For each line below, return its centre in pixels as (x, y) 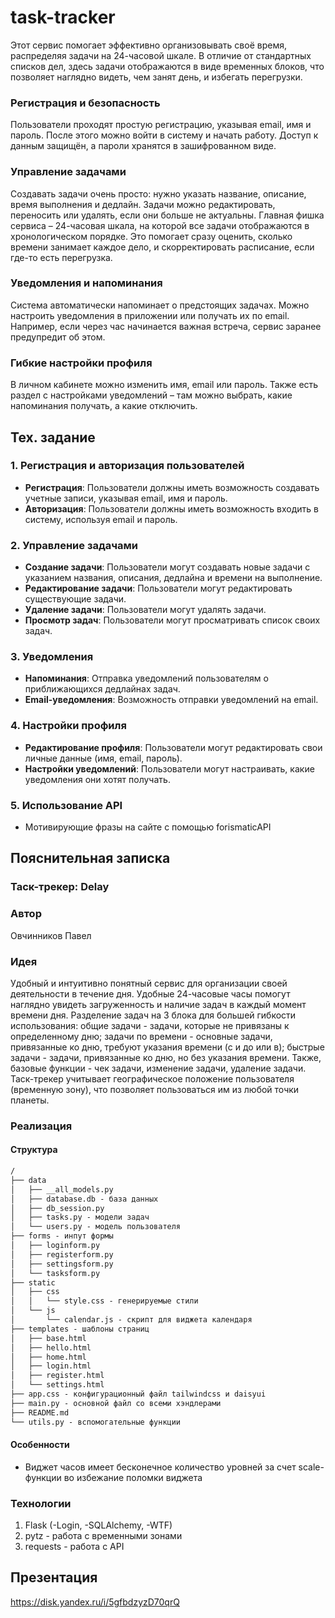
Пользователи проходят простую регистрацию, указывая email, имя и (161, 125)
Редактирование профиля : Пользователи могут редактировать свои (173, 747)
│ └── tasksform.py (55, 1273)
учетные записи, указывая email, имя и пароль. (126, 498)
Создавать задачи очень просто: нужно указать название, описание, (158, 193)
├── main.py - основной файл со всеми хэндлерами (116, 1403)
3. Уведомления (52, 657)
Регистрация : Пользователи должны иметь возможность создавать (172, 487)
